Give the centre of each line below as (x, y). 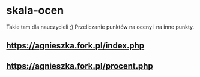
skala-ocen (35, 10)
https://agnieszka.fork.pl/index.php (75, 46)
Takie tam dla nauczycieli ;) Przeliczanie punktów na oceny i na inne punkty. (100, 27)
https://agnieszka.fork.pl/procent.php (80, 66)
